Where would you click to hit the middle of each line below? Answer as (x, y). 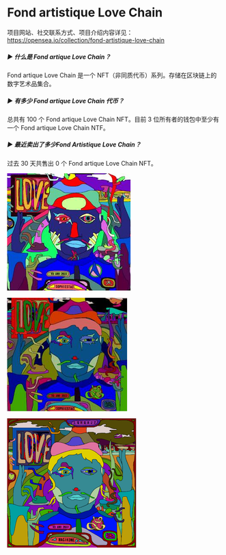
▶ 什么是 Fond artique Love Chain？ (59, 57)
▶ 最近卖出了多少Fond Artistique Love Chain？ (74, 144)
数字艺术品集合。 (31, 83)
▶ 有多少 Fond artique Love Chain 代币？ (66, 101)
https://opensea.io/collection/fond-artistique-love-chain (86, 40)
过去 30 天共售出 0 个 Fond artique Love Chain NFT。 (82, 163)
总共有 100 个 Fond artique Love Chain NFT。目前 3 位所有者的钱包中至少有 (113, 119)
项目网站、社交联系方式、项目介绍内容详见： (70, 32)
